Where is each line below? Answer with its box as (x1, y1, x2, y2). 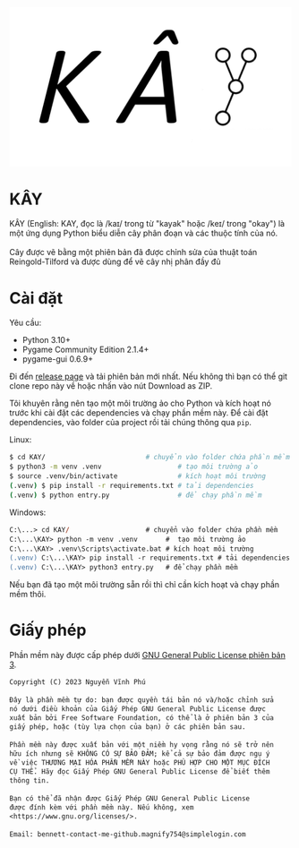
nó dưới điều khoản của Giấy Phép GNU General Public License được (9, 705, 267, 714)
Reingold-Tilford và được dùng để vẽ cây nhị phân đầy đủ (9, 256, 221, 267)
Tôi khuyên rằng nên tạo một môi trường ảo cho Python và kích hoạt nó (9, 398, 271, 409)
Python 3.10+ (21, 335, 72, 346)
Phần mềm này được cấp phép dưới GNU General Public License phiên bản (9, 650, 286, 661)
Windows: (9, 507, 47, 518)
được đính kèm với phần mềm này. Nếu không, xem (9, 803, 194, 812)
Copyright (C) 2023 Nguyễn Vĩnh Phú (9, 678, 146, 687)
